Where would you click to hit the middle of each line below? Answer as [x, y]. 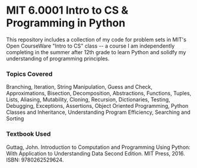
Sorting [15, 119]
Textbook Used [28, 134]
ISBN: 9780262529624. [35, 160]
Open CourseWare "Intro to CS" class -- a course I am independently [90, 46]
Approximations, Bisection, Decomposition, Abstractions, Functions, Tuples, [99, 94]
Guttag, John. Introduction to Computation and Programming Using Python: [99, 147]
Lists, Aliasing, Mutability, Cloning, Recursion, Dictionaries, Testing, [88, 99]
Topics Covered [29, 74]
